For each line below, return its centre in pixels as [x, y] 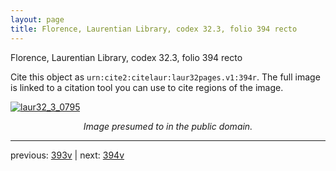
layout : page [37, 19]
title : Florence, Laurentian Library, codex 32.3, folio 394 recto [154, 29]
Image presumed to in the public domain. [168, 126]
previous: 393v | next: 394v [67, 155]
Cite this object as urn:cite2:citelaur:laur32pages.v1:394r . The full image [165, 77]
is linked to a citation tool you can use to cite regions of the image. [147, 87]
